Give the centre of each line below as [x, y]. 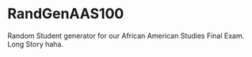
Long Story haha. [36, 44]
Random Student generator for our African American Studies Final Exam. [126, 36]
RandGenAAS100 [66, 14]
